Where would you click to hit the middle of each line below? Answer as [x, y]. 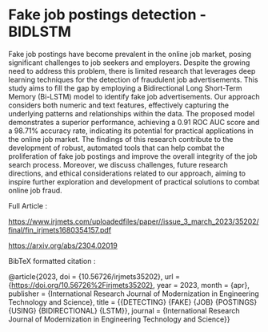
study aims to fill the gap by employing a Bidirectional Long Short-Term [125, 88]
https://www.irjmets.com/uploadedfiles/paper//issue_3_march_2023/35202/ [134, 221]
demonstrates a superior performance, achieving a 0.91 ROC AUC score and [134, 122]
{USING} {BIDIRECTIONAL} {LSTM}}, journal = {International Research [124, 310]
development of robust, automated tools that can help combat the [117, 148]
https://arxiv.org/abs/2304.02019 [63, 245]
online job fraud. [35, 190]
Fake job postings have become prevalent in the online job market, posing [130, 54]
